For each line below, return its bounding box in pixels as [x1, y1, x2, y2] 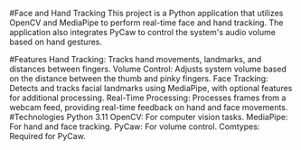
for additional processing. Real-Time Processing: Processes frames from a [9, 92, 287, 103]
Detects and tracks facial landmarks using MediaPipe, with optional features [9, 83, 293, 93]
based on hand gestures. [9, 36, 102, 47]
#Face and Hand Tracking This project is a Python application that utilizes [9, 8, 284, 18]
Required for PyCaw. [9, 131, 86, 141]
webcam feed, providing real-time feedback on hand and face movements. [9, 102, 288, 112]
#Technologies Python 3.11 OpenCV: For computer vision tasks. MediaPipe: [9, 112, 288, 122]
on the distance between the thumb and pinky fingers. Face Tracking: [9, 73, 268, 84]
